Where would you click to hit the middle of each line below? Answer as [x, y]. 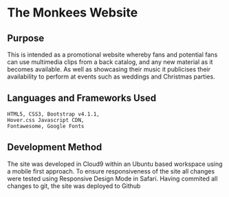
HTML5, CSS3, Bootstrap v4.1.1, [53, 114]
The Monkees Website [73, 13]
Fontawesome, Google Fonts [46, 126]
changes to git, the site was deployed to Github [74, 186]
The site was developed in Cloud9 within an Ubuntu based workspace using [115, 164]
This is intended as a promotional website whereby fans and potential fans [112, 54]
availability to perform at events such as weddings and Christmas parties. [111, 76]
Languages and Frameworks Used [82, 98]
